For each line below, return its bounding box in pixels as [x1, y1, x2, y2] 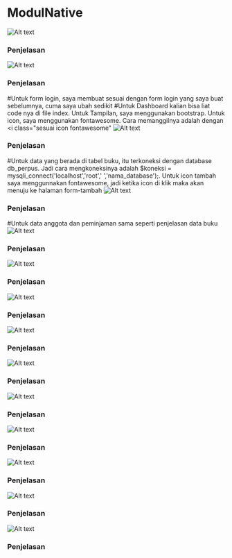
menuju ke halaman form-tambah [7, 186, 102, 194]
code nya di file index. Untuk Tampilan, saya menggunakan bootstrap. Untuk [7, 109, 225, 117]
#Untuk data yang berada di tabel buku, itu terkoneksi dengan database [7, 156, 213, 164]
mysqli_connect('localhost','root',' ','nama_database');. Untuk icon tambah [7, 171, 217, 180]
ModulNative [7, 5, 83, 21]
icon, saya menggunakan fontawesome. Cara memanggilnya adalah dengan [7, 116, 224, 124]
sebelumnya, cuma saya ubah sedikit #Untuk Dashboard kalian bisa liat [7, 101, 211, 110]
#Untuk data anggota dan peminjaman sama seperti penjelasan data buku [7, 219, 218, 228]
